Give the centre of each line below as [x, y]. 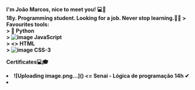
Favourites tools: [28, 24]
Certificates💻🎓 [27, 62]
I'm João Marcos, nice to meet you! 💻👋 [56, 9]
